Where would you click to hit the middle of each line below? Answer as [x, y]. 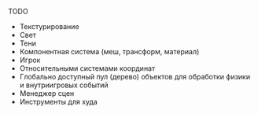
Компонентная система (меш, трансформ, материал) [109, 51]
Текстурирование [50, 26]
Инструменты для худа [59, 102]
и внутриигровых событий [64, 85]
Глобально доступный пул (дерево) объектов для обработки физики [135, 77]
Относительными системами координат [87, 68]
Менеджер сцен [47, 93]
